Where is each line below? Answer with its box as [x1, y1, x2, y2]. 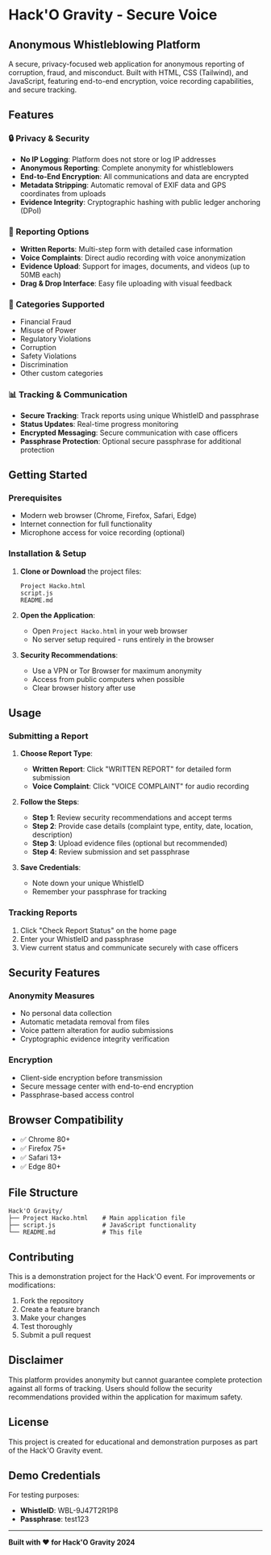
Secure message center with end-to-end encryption [19, 1081, 194, 1091]
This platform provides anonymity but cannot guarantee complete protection [8, 1374, 263, 1385]
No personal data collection [19, 1009, 112, 1018]
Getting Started [8, 468, 88, 482]
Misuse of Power [19, 325, 77, 336]
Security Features [8, 966, 101, 980]
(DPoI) [19, 206, 42, 215]
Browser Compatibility [8, 1113, 123, 1127]
